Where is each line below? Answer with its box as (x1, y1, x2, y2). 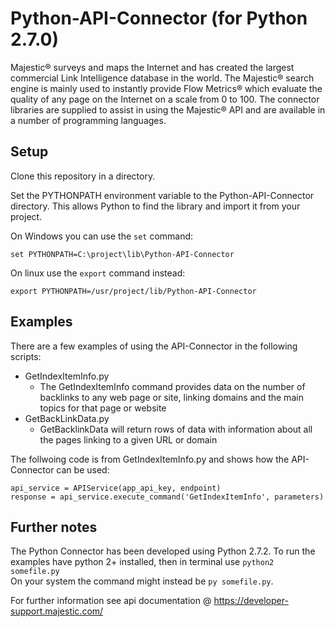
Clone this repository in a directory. (10, 170, 156, 182)
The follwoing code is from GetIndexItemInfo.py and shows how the (10, 453, 290, 465)
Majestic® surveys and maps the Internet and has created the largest (10, 61, 295, 73)
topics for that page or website (39, 402, 167, 414)
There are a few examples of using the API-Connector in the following (10, 340, 298, 352)
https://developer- (213, 595, 289, 607)
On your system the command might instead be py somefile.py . (10, 575, 274, 587)
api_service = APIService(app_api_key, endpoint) (10, 483, 222, 493)
